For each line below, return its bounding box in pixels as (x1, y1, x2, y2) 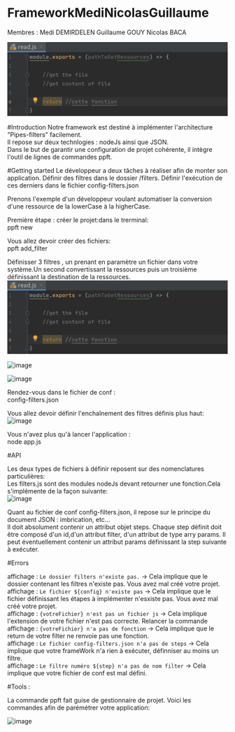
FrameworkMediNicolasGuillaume (7, 5, 209, 21)
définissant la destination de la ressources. (7, 272, 131, 281)
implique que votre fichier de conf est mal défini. (7, 669, 148, 677)
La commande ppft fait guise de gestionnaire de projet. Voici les (7, 696, 192, 705)
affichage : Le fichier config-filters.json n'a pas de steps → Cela (7, 639, 210, 648)
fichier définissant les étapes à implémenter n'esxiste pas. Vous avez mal (7, 595, 218, 603)
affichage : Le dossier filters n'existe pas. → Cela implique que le (7, 572, 208, 581)
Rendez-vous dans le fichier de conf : (7, 388, 116, 397)
